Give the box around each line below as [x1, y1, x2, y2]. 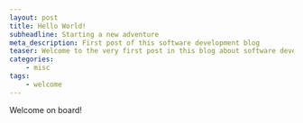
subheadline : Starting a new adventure [9, 30, 160, 39]
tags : [9, 72, 30, 81]
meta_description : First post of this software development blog [9, 38, 260, 48]
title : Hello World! [9, 22, 87, 31]
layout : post [9, 13, 59, 22]
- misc [25, 64, 50, 73]
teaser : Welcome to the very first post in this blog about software [9, 47, 277, 56]
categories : [9, 55, 54, 64]
